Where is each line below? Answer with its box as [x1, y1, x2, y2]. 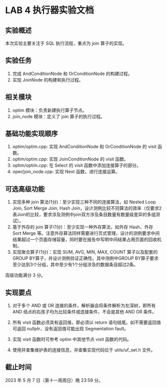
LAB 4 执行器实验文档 [5, 5, 94, 16]
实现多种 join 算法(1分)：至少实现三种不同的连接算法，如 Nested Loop [12, 199, 156, 205]
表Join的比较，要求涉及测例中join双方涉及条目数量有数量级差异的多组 [12, 211, 156, 218]
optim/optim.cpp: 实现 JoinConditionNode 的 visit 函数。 [12, 156, 128, 162]
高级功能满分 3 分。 [5, 272, 46, 278]
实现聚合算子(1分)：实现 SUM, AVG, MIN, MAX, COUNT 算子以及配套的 [12, 249, 158, 255]
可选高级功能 [5, 185, 45, 193]
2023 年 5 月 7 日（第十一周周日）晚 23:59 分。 [5, 377, 103, 383]
